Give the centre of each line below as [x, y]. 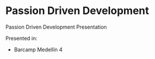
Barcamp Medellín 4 [38, 49]
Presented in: [21, 38]
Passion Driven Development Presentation [56, 27]
